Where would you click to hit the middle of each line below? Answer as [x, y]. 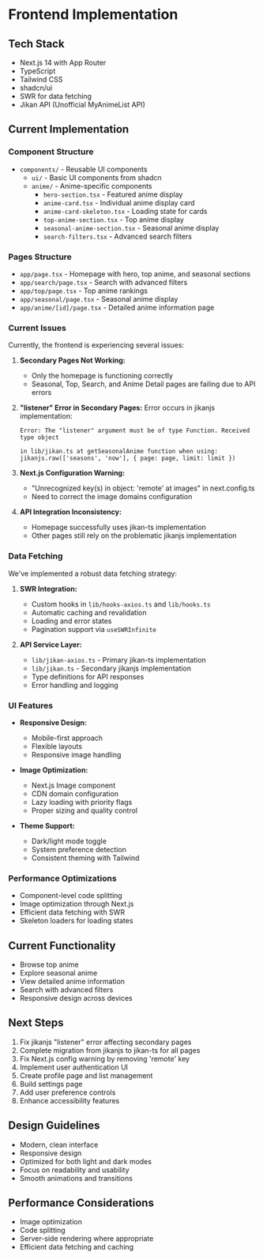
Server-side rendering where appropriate [86, 1238]
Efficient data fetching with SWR [72, 912]
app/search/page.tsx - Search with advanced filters [103, 282]
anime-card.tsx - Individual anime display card [119, 202]
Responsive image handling [76, 754]
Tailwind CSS [41, 79]
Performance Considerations [81, 1203]
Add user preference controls [68, 1092]
